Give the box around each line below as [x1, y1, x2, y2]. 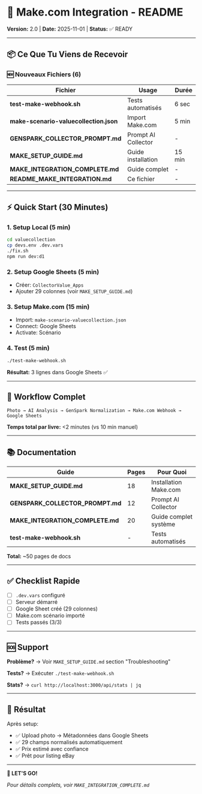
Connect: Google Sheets [15, 323, 77, 330]
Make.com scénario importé [15, 612, 85, 619]
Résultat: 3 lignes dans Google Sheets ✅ [7, 368, 108, 375]
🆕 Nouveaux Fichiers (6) [7, 70, 82, 79]
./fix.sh [7, 248, 29, 254]
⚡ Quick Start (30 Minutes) [7, 202, 108, 212]
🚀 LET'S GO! [7, 769, 38, 777]
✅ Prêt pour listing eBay [15, 752, 75, 759]
